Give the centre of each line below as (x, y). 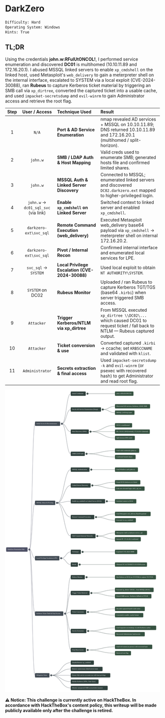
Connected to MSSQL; (123, 175)
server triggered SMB (122, 298)
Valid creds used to (120, 152)
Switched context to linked (127, 202)
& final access (72, 373)
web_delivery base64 (122, 225)
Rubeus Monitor (74, 293)
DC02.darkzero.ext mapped (128, 190)
